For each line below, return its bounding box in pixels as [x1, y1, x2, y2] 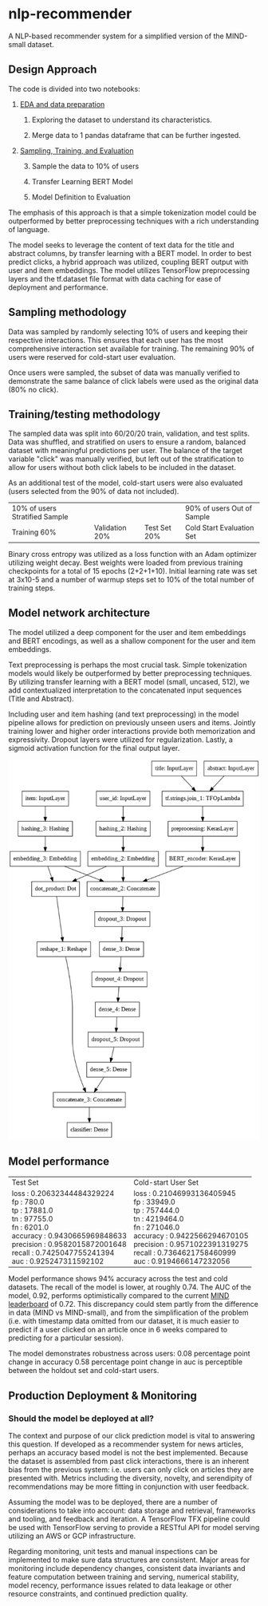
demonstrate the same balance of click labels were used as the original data [8, 376, 259, 385]
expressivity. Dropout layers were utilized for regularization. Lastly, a [8, 735, 234, 744]
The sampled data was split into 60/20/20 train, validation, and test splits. [8, 428, 250, 439]
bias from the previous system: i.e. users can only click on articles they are [8, 1465, 254, 1474]
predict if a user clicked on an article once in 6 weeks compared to [8, 1325, 228, 1335]
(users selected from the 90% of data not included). [8, 487, 179, 496]
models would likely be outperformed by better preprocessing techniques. [8, 668, 253, 678]
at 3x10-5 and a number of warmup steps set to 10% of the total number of [8, 574, 254, 584]
